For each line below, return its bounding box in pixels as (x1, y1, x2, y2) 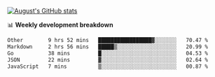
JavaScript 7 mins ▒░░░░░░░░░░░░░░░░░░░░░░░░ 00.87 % (7, 63, 209, 70)
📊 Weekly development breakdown (7, 21, 113, 29)
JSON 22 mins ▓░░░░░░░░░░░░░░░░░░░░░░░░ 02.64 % (7, 56, 209, 63)
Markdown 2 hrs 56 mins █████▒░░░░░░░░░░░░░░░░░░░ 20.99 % (7, 43, 209, 50)
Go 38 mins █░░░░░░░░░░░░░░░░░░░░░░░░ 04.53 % (7, 50, 209, 57)
